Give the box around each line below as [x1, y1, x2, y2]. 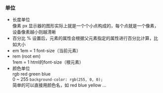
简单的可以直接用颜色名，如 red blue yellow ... [12, 82, 107, 88]
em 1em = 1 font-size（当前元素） [12, 48, 81, 54]
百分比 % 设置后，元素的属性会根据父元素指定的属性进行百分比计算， [12, 35, 154, 41]
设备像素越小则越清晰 [12, 29, 56, 35]
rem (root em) [12, 53, 41, 59]
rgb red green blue [12, 71, 51, 77]
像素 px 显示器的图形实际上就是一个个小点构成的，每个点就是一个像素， [12, 23, 159, 29]
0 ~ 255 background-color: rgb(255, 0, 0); [12, 76, 103, 83]
